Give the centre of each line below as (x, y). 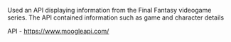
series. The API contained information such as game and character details (116, 17)
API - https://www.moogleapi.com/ (58, 31)
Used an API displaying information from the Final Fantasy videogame (109, 10)
